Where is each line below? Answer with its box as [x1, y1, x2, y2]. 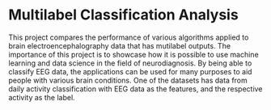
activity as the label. [8, 92, 75, 102]
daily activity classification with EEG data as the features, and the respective [8, 83, 263, 94]
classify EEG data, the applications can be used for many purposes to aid [8, 66, 252, 76]
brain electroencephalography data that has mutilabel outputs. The [8, 40, 231, 50]
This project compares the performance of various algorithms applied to [8, 32, 249, 42]
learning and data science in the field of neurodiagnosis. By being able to [8, 58, 252, 68]
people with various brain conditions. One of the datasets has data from [8, 75, 248, 85]
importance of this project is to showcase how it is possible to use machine [8, 49, 259, 59]
